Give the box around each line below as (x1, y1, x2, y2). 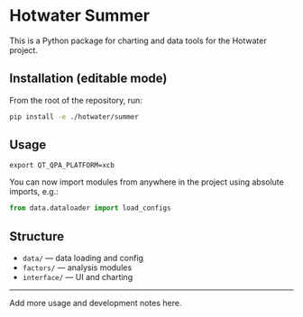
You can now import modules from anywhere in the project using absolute (9, 177, 284, 187)
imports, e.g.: (9, 186, 59, 197)
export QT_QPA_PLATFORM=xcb (9, 161, 115, 170)
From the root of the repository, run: (9, 95, 142, 105)
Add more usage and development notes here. (9, 298, 182, 309)
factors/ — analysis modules (22, 262, 133, 273)
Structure (9, 229, 65, 244)
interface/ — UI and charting (22, 272, 133, 283)
